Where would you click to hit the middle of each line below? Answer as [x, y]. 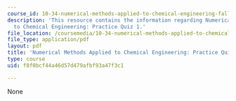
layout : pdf [25, 46]
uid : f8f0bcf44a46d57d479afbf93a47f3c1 [66, 65]
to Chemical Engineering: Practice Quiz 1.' [80, 26]
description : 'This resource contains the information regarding [105, 20]
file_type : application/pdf [48, 40]
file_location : [29, 33]
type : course [26, 59]
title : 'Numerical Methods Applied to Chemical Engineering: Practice [113, 53]
